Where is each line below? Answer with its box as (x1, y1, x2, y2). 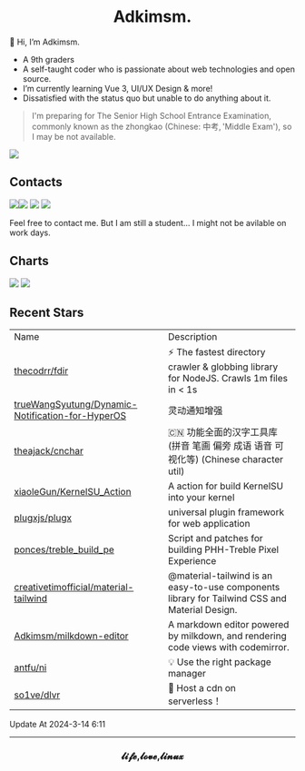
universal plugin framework (167, 506, 284, 519)
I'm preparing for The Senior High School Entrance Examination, (31, 110, 272, 121)
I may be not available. (31, 131, 116, 142)
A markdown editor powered (167, 618, 290, 631)
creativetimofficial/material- (14, 581, 134, 594)
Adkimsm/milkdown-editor (14, 629, 129, 642)
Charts (9, 253, 50, 269)
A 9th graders (22, 54, 75, 64)
